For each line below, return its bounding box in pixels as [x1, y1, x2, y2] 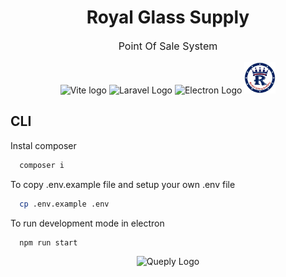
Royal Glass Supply [86, 6, 250, 29]
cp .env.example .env [19, 199, 110, 209]
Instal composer [10, 139, 77, 151]
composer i [19, 160, 65, 170]
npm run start [19, 237, 78, 248]
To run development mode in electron [10, 217, 165, 229]
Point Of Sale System [118, 39, 218, 53]
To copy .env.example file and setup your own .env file [10, 178, 236, 190]
